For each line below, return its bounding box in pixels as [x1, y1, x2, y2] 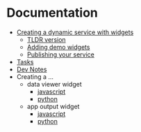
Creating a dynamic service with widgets [16, 28, 134, 36]
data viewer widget [26, 80, 82, 88]
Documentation [6, 5, 99, 21]
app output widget [26, 102, 80, 110]
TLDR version [26, 35, 67, 43]
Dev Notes [16, 65, 47, 73]
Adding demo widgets [26, 43, 90, 51]
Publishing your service [26, 50, 94, 59]
